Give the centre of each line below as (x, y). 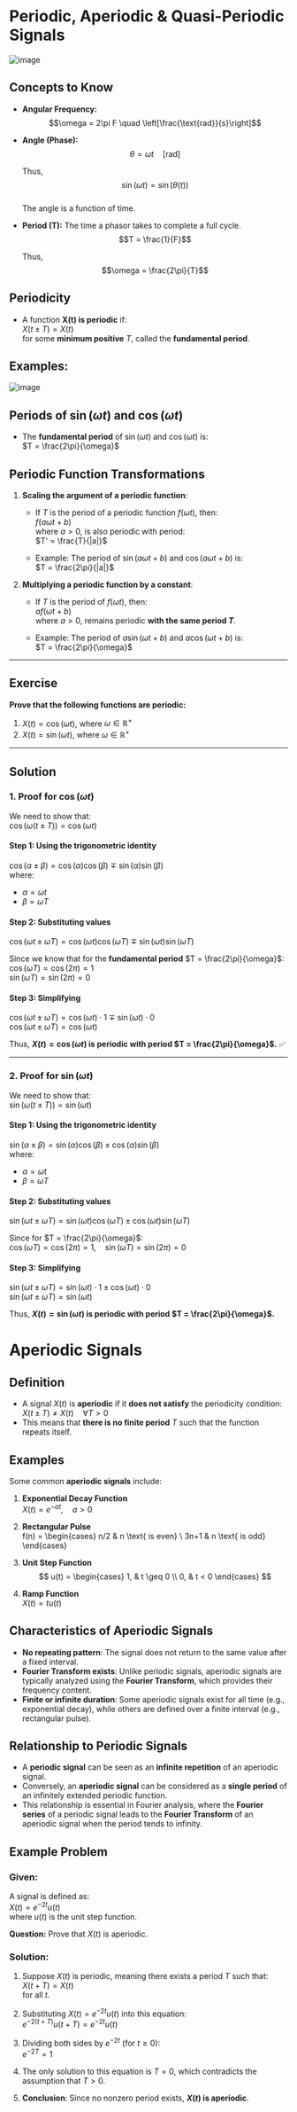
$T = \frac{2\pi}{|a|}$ (75, 567)
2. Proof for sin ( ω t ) (51, 1076)
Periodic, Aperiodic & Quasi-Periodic (147, 16)
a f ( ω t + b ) (53, 611)
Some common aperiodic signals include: (85, 1482)
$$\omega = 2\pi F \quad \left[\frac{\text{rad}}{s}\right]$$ (155, 122)
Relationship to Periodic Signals (99, 1746)
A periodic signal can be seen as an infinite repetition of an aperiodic (150, 1767)
